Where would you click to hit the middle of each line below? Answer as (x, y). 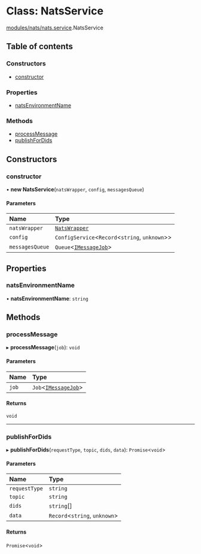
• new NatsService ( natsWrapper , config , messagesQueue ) (75, 189)
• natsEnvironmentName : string (47, 298)
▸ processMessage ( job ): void (43, 348)
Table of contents (39, 47)
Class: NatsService (55, 11)
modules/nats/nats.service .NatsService (55, 28)
